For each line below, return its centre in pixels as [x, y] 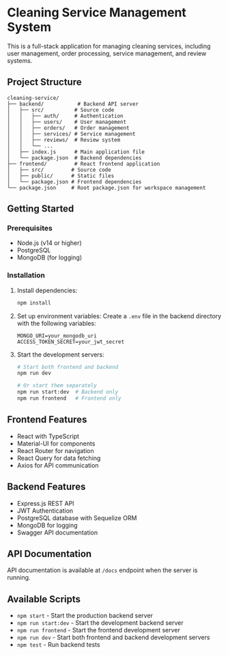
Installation [26, 275]
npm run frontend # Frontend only [69, 398]
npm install [34, 303]
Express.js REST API [45, 503]
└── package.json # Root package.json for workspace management [106, 188]
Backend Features [46, 487]
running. [19, 578]
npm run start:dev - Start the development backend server [100, 623]
